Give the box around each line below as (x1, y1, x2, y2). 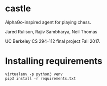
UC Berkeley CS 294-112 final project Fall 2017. (5, 38, 100, 44)
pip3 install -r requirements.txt (5, 76, 76, 81)
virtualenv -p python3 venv (5, 72, 63, 77)
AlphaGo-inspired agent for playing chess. (5, 19, 91, 25)
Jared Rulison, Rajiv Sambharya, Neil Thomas (5, 29, 98, 34)
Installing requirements (5, 56, 103, 67)
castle (5, 3, 31, 14)
